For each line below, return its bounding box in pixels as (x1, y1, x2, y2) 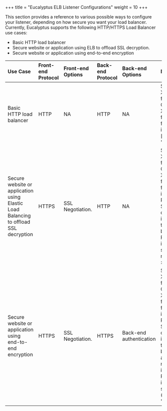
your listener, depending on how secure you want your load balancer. (5, 19, 147, 25)
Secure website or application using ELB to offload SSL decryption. (12, 45, 150, 50)
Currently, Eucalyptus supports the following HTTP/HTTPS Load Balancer (5, 24, 156, 30)
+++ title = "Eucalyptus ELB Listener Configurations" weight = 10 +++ (5, 4, 148, 10)
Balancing (7, 212, 31, 219)
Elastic (7, 200, 23, 206)
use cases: (5, 30, 27, 35)
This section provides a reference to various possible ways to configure (5, 14, 152, 19)
